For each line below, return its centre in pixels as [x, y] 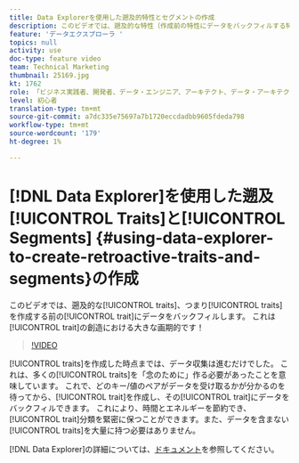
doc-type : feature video [55, 59]
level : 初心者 [33, 100]
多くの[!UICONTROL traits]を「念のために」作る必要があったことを [155, 374]
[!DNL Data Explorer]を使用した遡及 [141, 196]
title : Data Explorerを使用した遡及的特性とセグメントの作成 [112, 17]
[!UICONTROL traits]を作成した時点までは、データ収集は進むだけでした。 [144, 363]
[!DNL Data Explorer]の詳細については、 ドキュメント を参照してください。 [144, 449]
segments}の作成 [74, 278]
